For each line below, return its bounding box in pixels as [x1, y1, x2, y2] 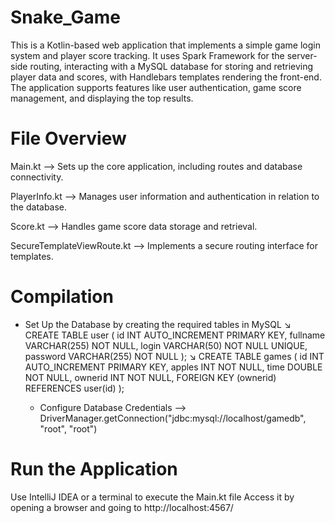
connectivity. [10, 171, 64, 183]
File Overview [10, 127, 127, 150]
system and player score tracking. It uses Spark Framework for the [10, 49, 285, 61]
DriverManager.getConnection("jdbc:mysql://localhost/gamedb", [39, 412, 307, 424]
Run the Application [10, 458, 178, 480]
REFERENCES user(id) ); [24, 382, 125, 394]
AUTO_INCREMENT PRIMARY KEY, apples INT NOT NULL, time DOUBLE [24, 361, 323, 373]
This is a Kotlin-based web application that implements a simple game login [10, 39, 321, 51]
